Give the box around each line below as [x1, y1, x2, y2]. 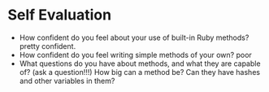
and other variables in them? [19, 76, 115, 85]
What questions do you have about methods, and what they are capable [19, 59, 261, 68]
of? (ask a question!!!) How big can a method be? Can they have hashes [19, 67, 261, 77]
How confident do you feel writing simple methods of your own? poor [19, 50, 253, 59]
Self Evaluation [7, 6, 111, 24]
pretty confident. [19, 41, 76, 50]
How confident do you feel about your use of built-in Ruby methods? [19, 33, 249, 42]
